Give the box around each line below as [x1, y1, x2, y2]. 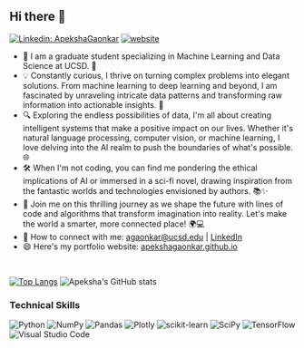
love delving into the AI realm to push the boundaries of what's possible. [22, 141, 293, 152]
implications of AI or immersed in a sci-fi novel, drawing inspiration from [22, 175, 293, 186]
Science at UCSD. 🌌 [22, 60, 97, 71]
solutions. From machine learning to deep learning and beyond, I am [22, 80, 278, 91]
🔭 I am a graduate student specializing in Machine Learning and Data [22, 51, 280, 62]
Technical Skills [9, 298, 81, 311]
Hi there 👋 [9, 9, 66, 24]
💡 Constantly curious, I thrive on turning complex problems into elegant [22, 70, 290, 81]
